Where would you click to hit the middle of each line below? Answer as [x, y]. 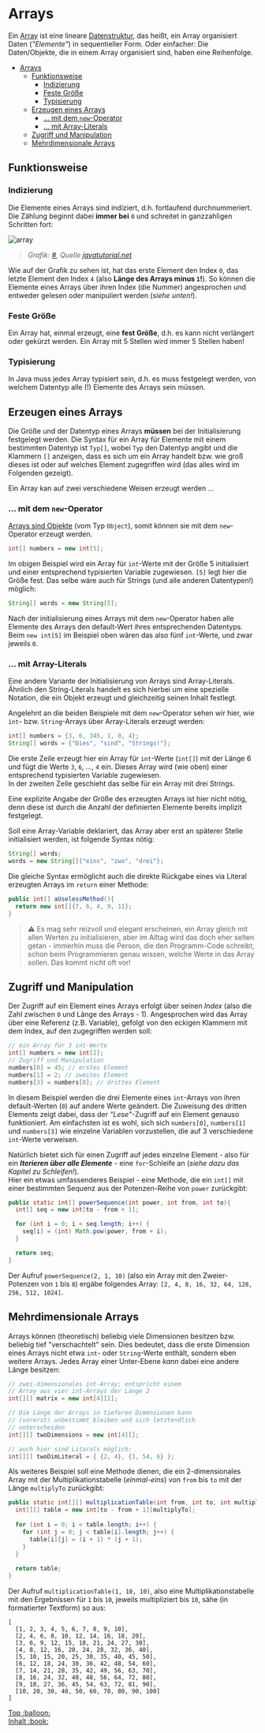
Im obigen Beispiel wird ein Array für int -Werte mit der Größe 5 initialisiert [129, 564]
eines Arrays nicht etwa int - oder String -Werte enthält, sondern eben [122, 1353]
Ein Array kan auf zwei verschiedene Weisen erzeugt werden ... [111, 488]
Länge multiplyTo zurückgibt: [56, 1488]
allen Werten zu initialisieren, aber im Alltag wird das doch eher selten [141, 937]
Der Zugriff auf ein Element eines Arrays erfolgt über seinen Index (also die [130, 1006]
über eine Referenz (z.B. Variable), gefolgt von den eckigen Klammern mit [128, 1023]
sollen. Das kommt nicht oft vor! [79, 962]
